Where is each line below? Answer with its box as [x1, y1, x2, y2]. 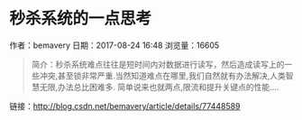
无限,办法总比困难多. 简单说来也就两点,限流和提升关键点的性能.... [39, 81, 279, 92]
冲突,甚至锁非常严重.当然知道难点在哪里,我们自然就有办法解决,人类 [39, 69, 286, 81]
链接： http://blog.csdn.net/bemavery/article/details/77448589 [9, 100, 241, 111]
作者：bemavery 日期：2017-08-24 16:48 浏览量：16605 [9, 40, 220, 51]
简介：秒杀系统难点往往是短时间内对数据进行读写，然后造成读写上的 [31, 59, 285, 69]
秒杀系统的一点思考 [9, 8, 152, 29]
